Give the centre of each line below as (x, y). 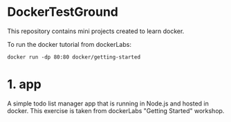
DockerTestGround (63, 12)
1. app (24, 84)
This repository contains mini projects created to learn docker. (96, 31)
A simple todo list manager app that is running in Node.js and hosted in (108, 103)
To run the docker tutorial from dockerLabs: (69, 44)
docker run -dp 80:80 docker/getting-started (74, 57)
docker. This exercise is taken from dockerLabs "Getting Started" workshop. (116, 110)
